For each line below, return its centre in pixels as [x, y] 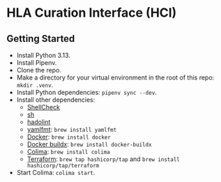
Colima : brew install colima [69, 152]
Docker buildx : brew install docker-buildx [89, 144]
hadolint [39, 122]
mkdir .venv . [35, 85]
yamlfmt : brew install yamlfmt [72, 129]
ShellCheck [44, 107]
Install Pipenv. [37, 63]
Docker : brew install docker [69, 137]
